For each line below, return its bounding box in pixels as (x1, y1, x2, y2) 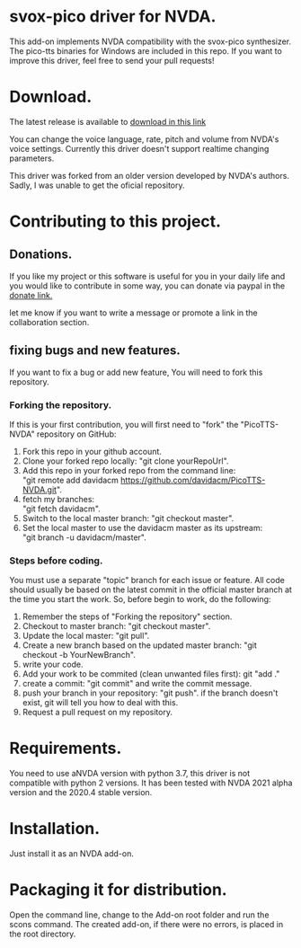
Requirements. (9, 739, 122, 758)
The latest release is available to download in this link (9, 116, 207, 127)
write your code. (22, 659, 84, 670)
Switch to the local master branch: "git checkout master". (22, 512, 235, 523)
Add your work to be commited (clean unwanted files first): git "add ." (22, 669, 280, 679)
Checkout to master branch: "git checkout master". (22, 621, 211, 632)
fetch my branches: (22, 493, 95, 504)
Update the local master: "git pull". (22, 631, 150, 642)
